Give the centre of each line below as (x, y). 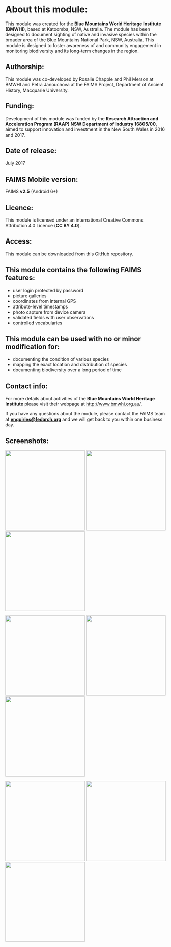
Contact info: (27, 386)
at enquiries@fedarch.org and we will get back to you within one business (84, 419)
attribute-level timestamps (40, 306)
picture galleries (30, 296)
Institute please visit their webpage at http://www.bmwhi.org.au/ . (74, 404)
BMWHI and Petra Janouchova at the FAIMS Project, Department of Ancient (84, 84)
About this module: (47, 9)
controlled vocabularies (37, 323)
